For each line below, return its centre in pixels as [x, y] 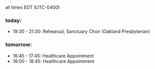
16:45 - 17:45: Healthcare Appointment [53, 56]
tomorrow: [19, 45]
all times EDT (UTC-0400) [33, 7]
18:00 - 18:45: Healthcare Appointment [53, 61]
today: [14, 20]
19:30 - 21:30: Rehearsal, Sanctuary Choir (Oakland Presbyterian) [81, 31]
